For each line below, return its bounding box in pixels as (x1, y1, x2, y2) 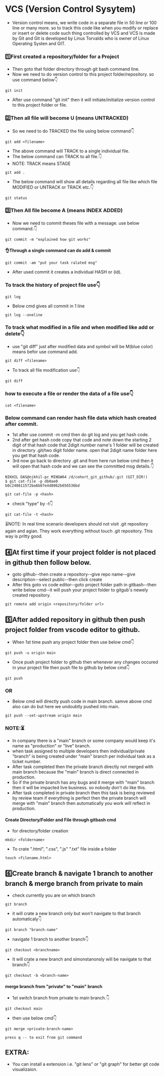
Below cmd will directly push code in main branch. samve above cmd (12, 698, 152, 704)
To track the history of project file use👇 (5, 281, 100, 288)
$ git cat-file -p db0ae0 (5, 479, 58, 484)
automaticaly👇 (12, 916, 42, 922)
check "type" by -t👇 (12, 501, 53, 507)
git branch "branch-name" (5, 927, 58, 933)
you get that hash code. (12, 453, 60, 459)
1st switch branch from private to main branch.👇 (12, 994, 110, 1000)
